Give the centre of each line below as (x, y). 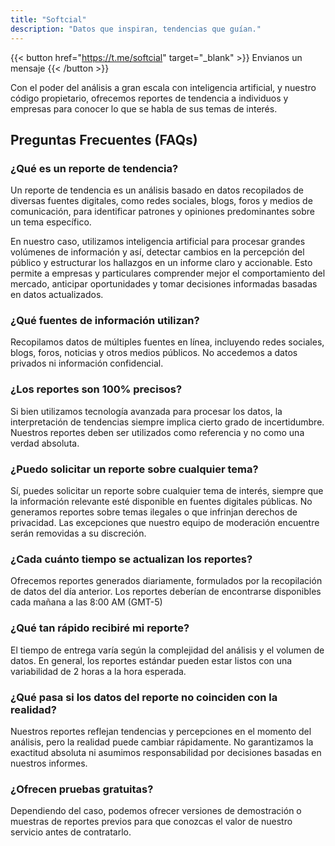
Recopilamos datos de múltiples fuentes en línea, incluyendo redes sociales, (167, 342)
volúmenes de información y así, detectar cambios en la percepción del (157, 252)
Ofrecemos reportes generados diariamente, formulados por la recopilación (166, 581)
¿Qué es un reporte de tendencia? (94, 168)
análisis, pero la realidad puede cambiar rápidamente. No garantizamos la (162, 742)
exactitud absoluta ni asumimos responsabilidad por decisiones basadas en (166, 752)
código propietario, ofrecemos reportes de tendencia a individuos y (149, 98)
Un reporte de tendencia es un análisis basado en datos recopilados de (157, 190)
